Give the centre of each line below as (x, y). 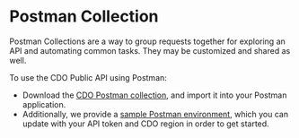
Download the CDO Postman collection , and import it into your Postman (154, 95)
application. (44, 104)
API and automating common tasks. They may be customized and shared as (150, 50)
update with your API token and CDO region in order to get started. (145, 124)
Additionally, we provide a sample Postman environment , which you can (155, 114)
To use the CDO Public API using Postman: (88, 77)
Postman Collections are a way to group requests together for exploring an (147, 41)
